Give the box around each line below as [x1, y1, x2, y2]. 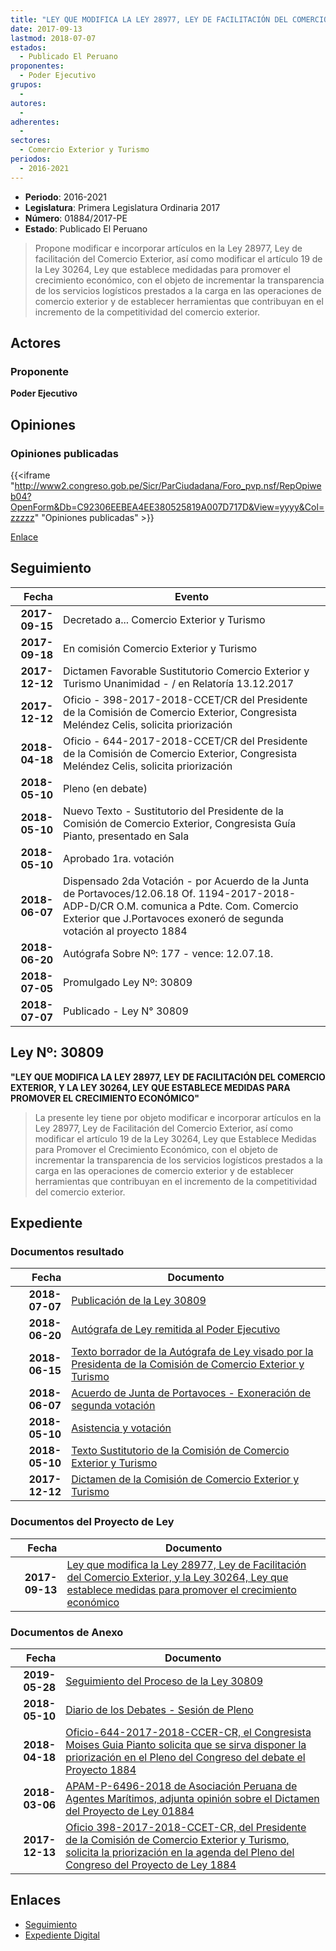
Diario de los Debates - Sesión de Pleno [65, 1702, 254, 1716]
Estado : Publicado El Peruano [24, 222, 148, 235]
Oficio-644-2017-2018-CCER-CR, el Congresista [65, 1725, 312, 1739]
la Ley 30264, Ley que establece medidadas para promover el [34, 263, 291, 275]
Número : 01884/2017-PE [24, 212, 128, 224]
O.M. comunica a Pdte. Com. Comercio [116, 899, 299, 913]
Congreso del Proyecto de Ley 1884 [65, 1857, 237, 1871]
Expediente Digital [24, 1929, 100, 1941]
